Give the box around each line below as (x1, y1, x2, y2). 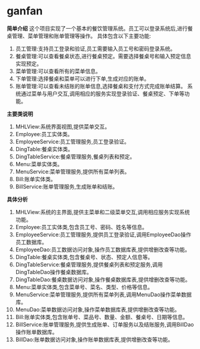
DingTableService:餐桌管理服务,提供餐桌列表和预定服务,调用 (15, 261, 163, 268)
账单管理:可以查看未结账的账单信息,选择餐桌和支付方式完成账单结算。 (15, 82, 186, 89)
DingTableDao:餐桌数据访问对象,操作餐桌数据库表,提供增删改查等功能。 (15, 276, 190, 283)
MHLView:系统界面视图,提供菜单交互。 (15, 123, 110, 130)
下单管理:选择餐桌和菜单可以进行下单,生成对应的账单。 (15, 75, 150, 82)
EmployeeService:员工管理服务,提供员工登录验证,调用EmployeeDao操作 (15, 231, 192, 238)
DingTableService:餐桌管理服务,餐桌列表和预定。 (15, 153, 136, 160)
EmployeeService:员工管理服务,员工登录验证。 (15, 138, 130, 145)
